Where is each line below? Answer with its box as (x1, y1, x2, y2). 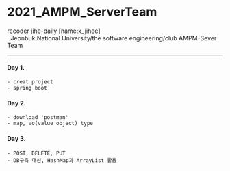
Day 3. (7, 134, 26, 142)
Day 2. (7, 98, 26, 107)
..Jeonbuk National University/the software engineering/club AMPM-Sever (7, 34, 217, 42)
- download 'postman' (7, 114, 69, 121)
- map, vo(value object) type (7, 120, 94, 127)
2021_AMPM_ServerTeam (7, 4, 157, 20)
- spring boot (7, 85, 48, 92)
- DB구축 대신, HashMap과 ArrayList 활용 (7, 157, 117, 164)
